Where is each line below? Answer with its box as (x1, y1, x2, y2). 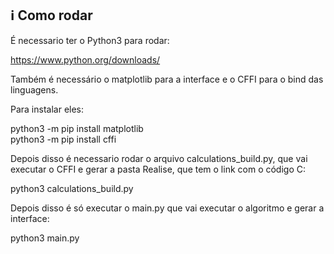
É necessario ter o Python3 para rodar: (10, 34, 170, 46)
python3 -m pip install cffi (10, 133, 117, 145)
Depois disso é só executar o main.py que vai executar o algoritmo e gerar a (10, 202, 325, 214)
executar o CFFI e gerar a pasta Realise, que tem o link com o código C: (10, 163, 307, 175)
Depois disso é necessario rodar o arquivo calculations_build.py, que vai (10, 152, 308, 164)
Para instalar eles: (10, 103, 85, 115)
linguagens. (10, 83, 59, 96)
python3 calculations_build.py (10, 182, 134, 194)
